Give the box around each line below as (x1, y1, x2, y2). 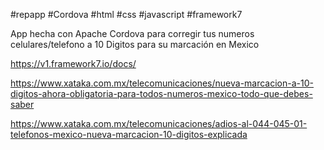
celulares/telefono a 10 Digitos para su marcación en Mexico (10, 39, 260, 50)
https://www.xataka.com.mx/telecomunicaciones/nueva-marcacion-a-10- (10, 77, 314, 89)
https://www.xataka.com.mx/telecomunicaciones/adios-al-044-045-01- (10, 118, 308, 129)
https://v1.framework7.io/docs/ (10, 58, 137, 69)
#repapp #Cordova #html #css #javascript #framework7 (10, 9, 243, 20)
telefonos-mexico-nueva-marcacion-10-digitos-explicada (10, 129, 248, 140)
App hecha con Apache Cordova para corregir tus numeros (10, 28, 255, 39)
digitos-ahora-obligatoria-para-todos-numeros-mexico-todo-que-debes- (10, 88, 313, 99)
